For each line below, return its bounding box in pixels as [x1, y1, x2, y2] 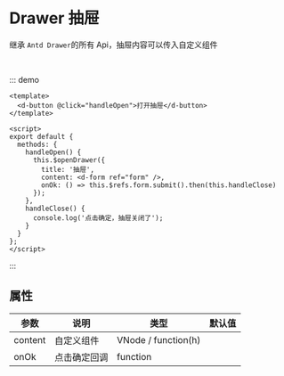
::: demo [9, 74, 40, 85]
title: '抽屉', [41, 165, 95, 174]
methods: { [17, 140, 58, 149]
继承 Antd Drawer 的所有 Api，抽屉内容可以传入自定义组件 [9, 39, 218, 50]
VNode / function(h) [117, 333, 201, 346]
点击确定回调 [54, 351, 109, 364]
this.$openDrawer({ [32, 155, 105, 165]
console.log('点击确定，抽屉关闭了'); [32, 213, 164, 223]
